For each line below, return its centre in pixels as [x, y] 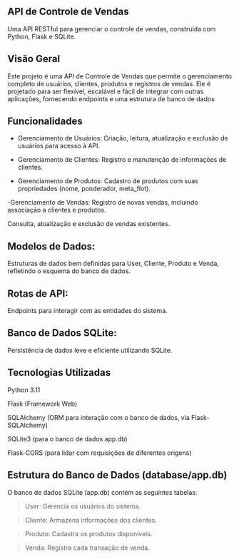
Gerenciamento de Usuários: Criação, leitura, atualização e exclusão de [123, 138]
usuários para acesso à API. [59, 146]
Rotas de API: [38, 293]
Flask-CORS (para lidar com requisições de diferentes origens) [100, 453]
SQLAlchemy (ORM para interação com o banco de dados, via [99, 417]
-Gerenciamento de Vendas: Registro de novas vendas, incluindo [103, 202]
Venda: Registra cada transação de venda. [87, 548]
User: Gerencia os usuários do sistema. [83, 506]
